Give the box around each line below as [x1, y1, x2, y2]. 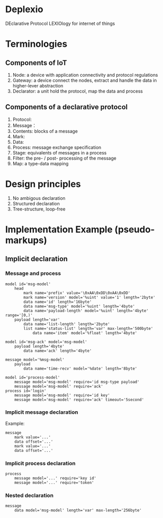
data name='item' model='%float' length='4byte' [32, 330, 138, 336]
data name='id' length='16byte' [23, 299, 92, 304]
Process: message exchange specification [12, 144, 102, 150]
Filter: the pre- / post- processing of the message [12, 155, 117, 161]
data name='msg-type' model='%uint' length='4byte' [23, 303, 136, 309]
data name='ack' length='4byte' [23, 348, 92, 353]
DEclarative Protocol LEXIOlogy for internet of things [5, 20, 115, 26]
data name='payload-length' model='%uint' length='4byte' [23, 308, 149, 313]
